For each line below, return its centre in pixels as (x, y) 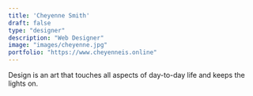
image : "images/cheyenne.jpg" (58, 45)
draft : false (30, 23)
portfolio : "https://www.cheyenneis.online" (83, 52)
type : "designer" (37, 30)
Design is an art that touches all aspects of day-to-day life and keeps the (126, 75)
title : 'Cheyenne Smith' (49, 15)
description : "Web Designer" (56, 38)
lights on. (23, 83)
